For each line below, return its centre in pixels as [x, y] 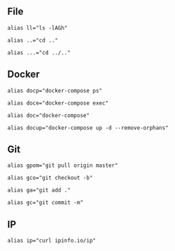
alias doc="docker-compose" [49, 115]
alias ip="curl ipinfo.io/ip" [52, 241]
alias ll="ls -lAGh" [38, 28]
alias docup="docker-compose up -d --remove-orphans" [88, 128]
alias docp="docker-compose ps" [55, 91]
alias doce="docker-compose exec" [58, 103]
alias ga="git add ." [39, 190]
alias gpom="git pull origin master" [63, 165]
